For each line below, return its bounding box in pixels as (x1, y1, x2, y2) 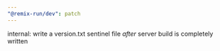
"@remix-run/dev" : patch (7, 10, 81, 17)
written (7, 36, 28, 45)
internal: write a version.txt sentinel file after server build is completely (7, 29, 214, 38)
